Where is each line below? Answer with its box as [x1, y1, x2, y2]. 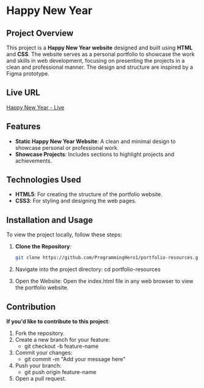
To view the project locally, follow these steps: [6, 231, 122, 238]
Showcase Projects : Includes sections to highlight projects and [15, 150, 175, 158]
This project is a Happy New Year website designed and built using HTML [6, 44, 193, 51]
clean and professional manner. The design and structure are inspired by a [6, 63, 194, 71]
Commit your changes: [15, 348, 72, 356]
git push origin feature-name [24, 368, 96, 375]
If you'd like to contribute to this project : [6, 317, 110, 325]
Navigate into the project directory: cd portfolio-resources [15, 266, 161, 273]
